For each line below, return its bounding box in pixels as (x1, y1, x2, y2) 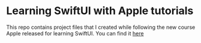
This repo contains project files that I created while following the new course (6, 24, 196, 31)
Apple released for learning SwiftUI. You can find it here (6, 29, 144, 37)
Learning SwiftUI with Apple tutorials (6, 4, 194, 18)
